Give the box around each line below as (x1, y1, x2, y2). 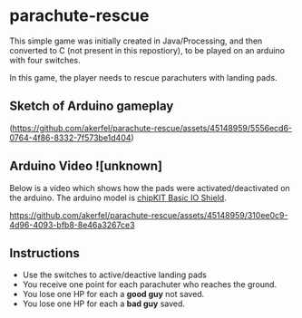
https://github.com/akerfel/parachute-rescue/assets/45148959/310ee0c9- (9, 209, 288, 220)
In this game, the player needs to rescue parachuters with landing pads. (9, 72, 278, 82)
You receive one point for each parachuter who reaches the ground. (22, 279, 278, 290)
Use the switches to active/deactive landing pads (22, 269, 207, 281)
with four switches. (9, 54, 81, 65)
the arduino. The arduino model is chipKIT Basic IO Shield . (9, 192, 227, 203)
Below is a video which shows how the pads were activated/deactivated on (9, 182, 290, 193)
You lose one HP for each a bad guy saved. (22, 298, 186, 309)
